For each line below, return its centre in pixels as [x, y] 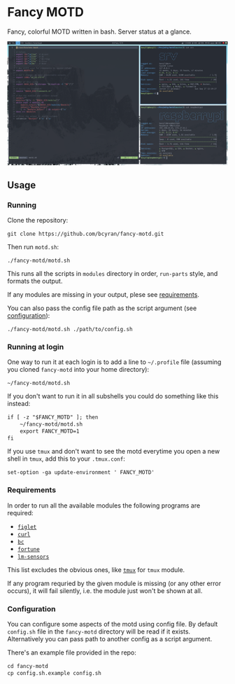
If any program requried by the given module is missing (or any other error [114, 583]
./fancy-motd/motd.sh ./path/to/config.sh [70, 330]
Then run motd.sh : [33, 247]
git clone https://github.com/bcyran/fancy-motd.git [86, 234]
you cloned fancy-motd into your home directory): [78, 370]
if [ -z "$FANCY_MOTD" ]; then [53, 417]
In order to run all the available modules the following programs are [104, 505]
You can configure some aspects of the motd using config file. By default [113, 624]
